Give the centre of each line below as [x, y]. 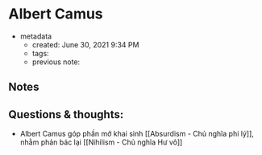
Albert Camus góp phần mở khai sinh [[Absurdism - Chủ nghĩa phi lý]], [137, 134]
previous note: [56, 62]
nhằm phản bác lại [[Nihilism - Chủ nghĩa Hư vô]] [101, 142]
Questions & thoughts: [66, 114]
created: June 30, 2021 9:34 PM [85, 44]
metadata [36, 36]
